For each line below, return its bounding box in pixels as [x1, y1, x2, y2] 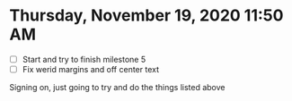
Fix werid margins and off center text [22, 64, 160, 74]
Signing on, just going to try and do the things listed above [9, 82, 226, 93]
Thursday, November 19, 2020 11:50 [9, 5, 284, 26]
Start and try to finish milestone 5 [22, 54, 146, 64]
